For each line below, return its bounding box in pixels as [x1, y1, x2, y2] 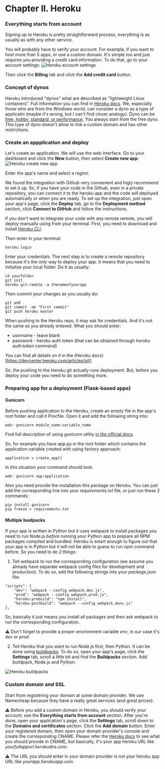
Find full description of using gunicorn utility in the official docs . [5, 432, 134, 437]
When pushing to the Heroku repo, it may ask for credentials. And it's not [5, 318, 153, 324]
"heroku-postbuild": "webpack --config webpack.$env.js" [14, 601, 133, 606]
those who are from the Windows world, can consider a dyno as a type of [5, 105, 154, 111]
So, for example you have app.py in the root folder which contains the [5, 441, 146, 447]
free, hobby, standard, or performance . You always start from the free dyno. [5, 116, 159, 122]
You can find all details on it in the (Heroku [5, 353, 91, 359]
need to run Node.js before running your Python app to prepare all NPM [5, 533, 150, 539]
